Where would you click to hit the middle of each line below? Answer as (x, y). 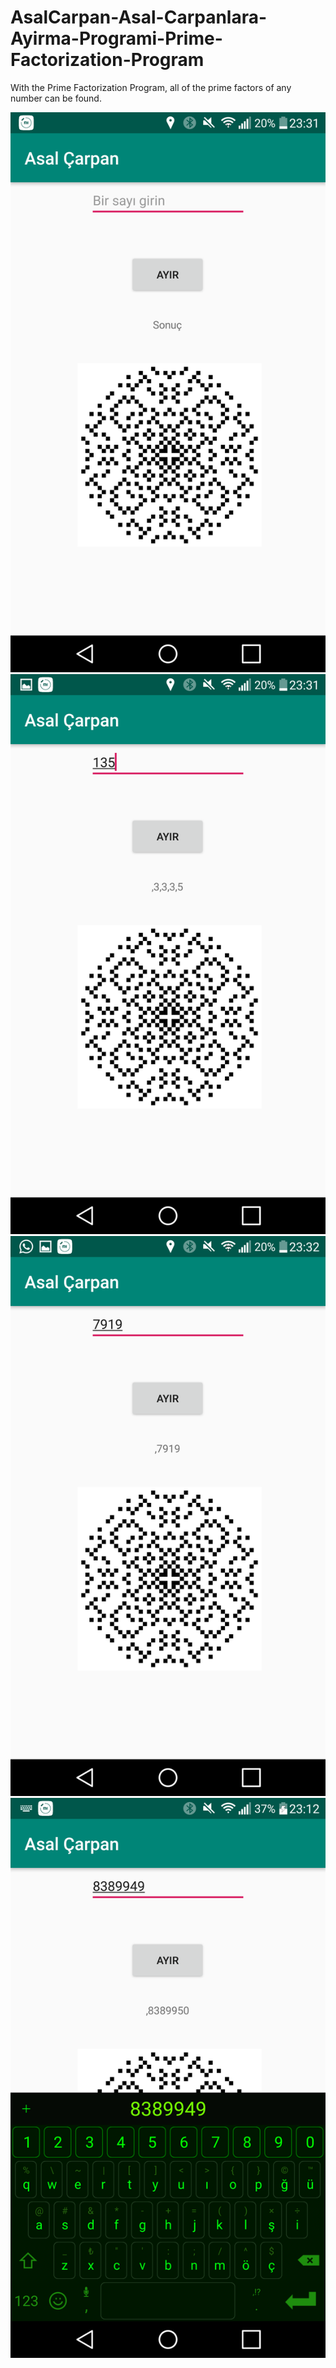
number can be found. (56, 98)
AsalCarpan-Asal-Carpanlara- (139, 17)
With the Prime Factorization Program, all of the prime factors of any (151, 87)
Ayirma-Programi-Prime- (116, 38)
